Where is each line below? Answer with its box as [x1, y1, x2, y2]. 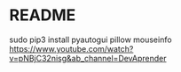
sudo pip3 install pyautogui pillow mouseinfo [9, 34, 172, 45]
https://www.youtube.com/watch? [9, 43, 134, 54]
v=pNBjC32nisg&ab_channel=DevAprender [9, 53, 167, 63]
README [9, 5, 76, 25]
